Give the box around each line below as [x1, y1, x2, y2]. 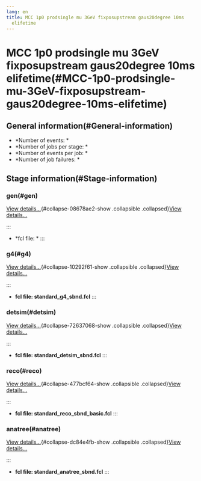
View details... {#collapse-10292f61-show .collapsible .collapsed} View [6, 263, 179, 271]
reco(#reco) [6, 366, 42, 375]
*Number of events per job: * [14, 150, 88, 157]
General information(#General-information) [6, 121, 173, 131]
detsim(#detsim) [6, 308, 56, 316]
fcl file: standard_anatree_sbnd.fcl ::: [14, 468, 110, 476]
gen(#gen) [6, 191, 38, 200]
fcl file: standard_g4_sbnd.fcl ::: [14, 293, 97, 301]
